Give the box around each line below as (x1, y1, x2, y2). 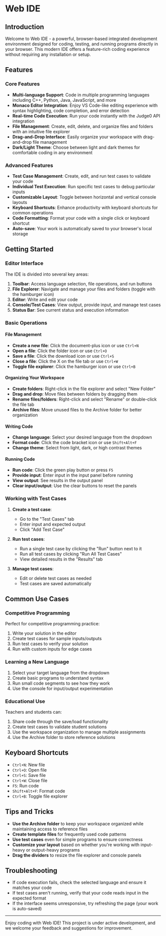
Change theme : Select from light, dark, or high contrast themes (12, 445, 142, 451)
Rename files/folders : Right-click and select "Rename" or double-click (12, 396, 157, 402)
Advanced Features (5, 162, 53, 168)
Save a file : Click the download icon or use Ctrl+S (12, 353, 115, 359)
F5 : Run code (12, 782, 39, 788)
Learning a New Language (5, 658, 69, 665)
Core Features (5, 81, 40, 87)
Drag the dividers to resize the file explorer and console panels (12, 852, 142, 858)
